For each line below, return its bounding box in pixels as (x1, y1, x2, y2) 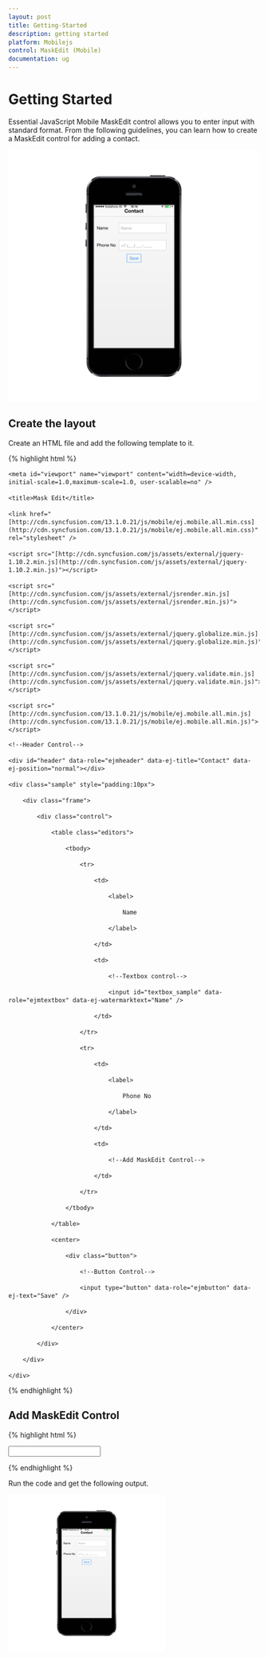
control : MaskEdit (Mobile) (8, 46, 102, 55)
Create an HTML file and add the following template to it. (8, 438, 195, 447)
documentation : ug (8, 55, 69, 63)
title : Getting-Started (8, 21, 88, 30)
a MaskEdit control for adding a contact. (8, 133, 140, 143)
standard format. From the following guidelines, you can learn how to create (8, 125, 258, 135)
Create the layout (8, 417, 97, 430)
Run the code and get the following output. (8, 1478, 149, 1488)
